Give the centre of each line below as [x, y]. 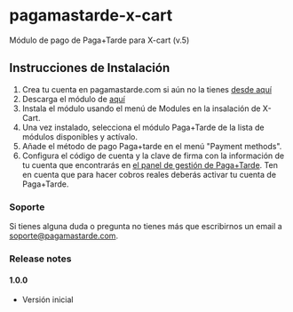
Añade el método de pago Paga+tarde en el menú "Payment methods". [152, 146]
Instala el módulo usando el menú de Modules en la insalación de [141, 108]
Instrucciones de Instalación [90, 68]
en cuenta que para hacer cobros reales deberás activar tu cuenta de [149, 174]
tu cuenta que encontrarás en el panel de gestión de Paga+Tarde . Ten [150, 164]
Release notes [40, 259]
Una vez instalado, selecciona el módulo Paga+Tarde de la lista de [143, 127]
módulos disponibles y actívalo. [79, 136]
